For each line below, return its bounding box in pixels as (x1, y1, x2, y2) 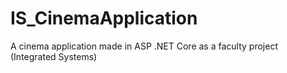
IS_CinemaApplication (10, 7, 198, 30)
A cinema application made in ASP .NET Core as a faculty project (10, 40, 278, 52)
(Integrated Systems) (10, 50, 98, 62)
